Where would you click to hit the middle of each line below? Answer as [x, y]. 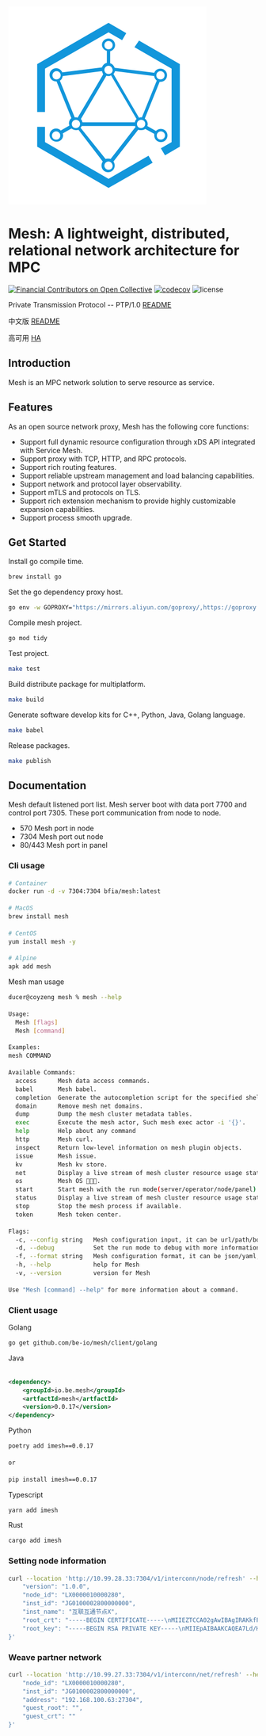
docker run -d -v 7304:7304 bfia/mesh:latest [84, 891]
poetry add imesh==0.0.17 [51, 1446]
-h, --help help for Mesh [78, 1265]
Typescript [26, 1494]
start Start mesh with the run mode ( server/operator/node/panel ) [136, 1190]
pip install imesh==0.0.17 [53, 1479]
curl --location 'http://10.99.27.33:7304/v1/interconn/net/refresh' [125, 1674]
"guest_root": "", [53, 1708]
